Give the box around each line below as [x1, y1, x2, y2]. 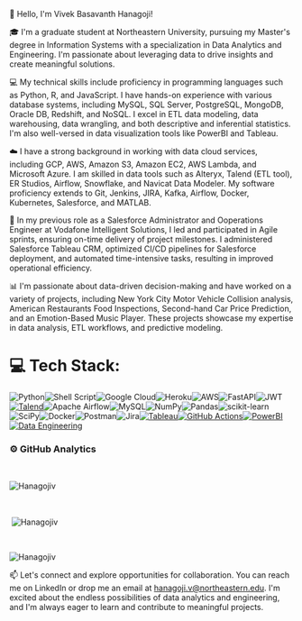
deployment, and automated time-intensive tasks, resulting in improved [9, 253, 274, 263]
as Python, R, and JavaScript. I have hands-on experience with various [9, 90, 272, 100]
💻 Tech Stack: [9, 356, 121, 376]
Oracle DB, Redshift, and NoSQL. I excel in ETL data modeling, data [9, 109, 259, 119]
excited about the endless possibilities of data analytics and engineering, [9, 591, 280, 603]
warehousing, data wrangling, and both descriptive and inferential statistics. [9, 118, 291, 129]
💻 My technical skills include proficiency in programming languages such [9, 77, 284, 87]
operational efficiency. [9, 262, 93, 273]
